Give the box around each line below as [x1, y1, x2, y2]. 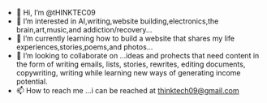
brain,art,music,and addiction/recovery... [15, 25, 153, 34]
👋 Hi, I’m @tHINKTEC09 [15, 8, 96, 17]
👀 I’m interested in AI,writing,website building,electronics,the [15, 16, 219, 26]
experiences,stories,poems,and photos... [15, 42, 153, 52]
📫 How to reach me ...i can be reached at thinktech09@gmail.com [15, 86, 239, 95]
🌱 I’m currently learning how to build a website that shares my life [15, 33, 235, 43]
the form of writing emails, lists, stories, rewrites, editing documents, [15, 59, 246, 69]
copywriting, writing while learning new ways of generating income [15, 68, 241, 77]
